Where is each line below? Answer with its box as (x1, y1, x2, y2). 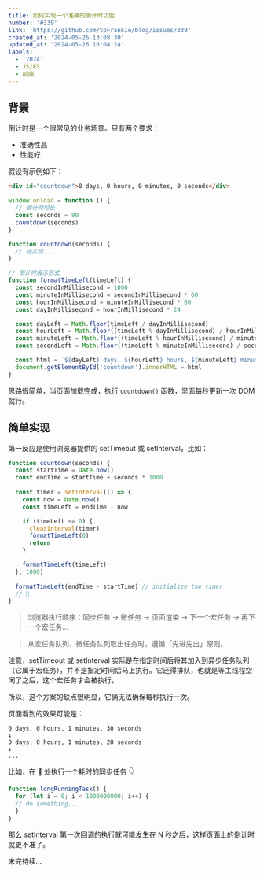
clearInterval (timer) (28, 524, 101, 532)
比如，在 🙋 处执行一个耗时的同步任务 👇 (8, 767, 135, 776)
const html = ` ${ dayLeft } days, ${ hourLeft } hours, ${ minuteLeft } (15, 356, 237, 364)
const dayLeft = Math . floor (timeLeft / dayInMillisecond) (15, 320, 210, 327)
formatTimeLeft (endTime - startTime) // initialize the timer (15, 583, 223, 590)
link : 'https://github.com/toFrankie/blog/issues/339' (8, 26, 192, 34)
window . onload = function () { (8, 197, 111, 205)
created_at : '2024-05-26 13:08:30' (8, 33, 125, 42)
